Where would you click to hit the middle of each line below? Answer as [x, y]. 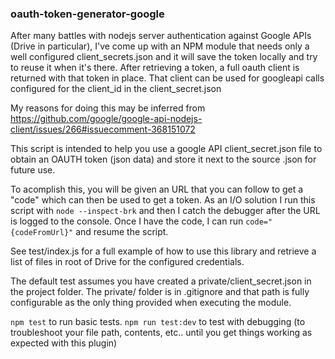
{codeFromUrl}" [42, 233]
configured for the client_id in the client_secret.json [116, 89]
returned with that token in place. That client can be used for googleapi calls [167, 78]
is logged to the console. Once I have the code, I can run [127, 221]
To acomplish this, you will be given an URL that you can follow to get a [157, 189]
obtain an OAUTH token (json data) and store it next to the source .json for [163, 159]
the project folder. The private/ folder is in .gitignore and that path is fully [160, 292]
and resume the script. [122, 232]
